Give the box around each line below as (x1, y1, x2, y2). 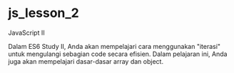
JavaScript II (8, 28, 45, 37)
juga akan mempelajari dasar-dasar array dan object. (8, 57, 163, 65)
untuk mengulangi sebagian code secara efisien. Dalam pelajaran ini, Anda (8, 50, 228, 58)
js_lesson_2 (8, 5, 79, 21)
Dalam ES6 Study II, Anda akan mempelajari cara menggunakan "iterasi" (8, 42, 220, 50)
